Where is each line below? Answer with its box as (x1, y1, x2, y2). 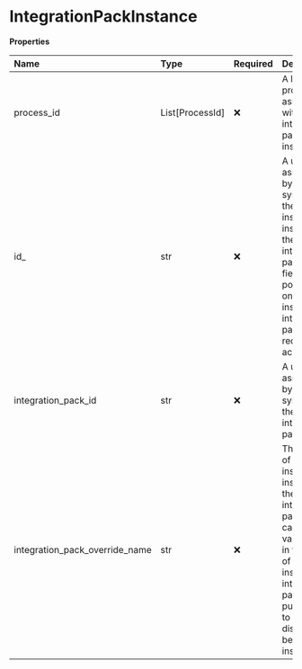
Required (233, 57, 274, 69)
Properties (9, 36, 50, 47)
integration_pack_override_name (13, 543, 153, 556)
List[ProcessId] (160, 106, 226, 119)
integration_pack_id (13, 394, 97, 406)
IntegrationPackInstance (9, 6, 198, 27)
